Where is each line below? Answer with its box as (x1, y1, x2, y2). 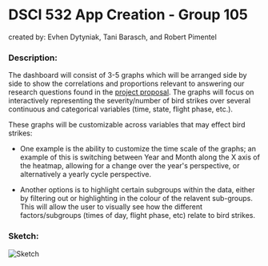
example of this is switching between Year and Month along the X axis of (19, 152, 260, 162)
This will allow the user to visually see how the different (19, 202, 202, 212)
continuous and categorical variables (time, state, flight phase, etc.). (8, 104, 234, 114)
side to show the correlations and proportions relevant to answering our (8, 79, 245, 89)
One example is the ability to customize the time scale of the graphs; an (19, 144, 256, 154)
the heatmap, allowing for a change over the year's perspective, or (19, 161, 240, 171)
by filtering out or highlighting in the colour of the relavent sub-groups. (19, 194, 254, 204)
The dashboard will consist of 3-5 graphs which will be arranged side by (8, 71, 247, 80)
